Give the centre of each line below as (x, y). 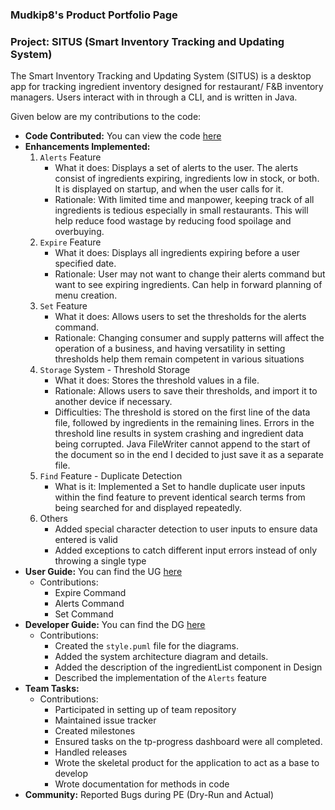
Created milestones (95, 731)
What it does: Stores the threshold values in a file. (157, 380)
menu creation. (86, 295)
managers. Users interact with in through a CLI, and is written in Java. (154, 97)
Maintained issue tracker (105, 720)
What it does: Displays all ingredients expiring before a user (177, 253)
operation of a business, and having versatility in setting (170, 349)
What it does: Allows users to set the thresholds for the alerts (180, 317)
